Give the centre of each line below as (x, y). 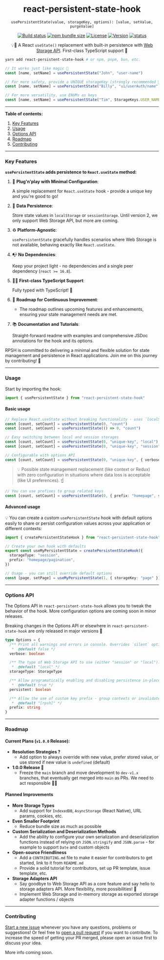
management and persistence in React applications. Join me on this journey (81, 356)
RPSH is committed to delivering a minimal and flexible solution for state (77, 350)
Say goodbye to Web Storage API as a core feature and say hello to (87, 883)
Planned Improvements (29, 794)
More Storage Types (33, 805)
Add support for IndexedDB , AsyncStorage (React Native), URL (81, 810)
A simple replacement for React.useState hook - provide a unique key (82, 191)
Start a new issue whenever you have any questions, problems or (71, 927)
